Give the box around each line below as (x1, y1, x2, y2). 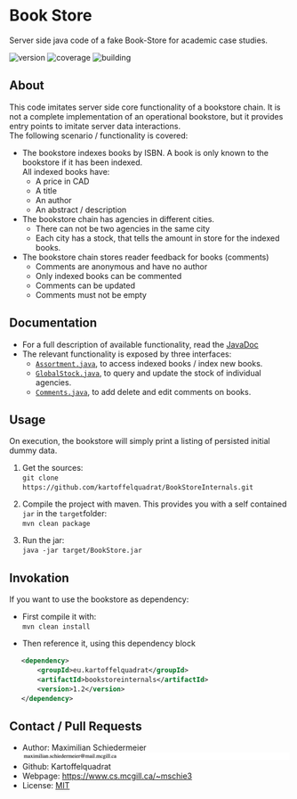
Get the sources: (21, 463, 84, 474)
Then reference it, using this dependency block (21, 638, 196, 649)
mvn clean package (21, 519, 91, 529)
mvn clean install (21, 622, 91, 631)
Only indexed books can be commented (35, 270, 182, 281)
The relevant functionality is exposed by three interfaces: (21, 349, 232, 359)
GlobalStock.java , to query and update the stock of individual (35, 367, 261, 378)
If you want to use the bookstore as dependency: (9, 594, 189, 605)
